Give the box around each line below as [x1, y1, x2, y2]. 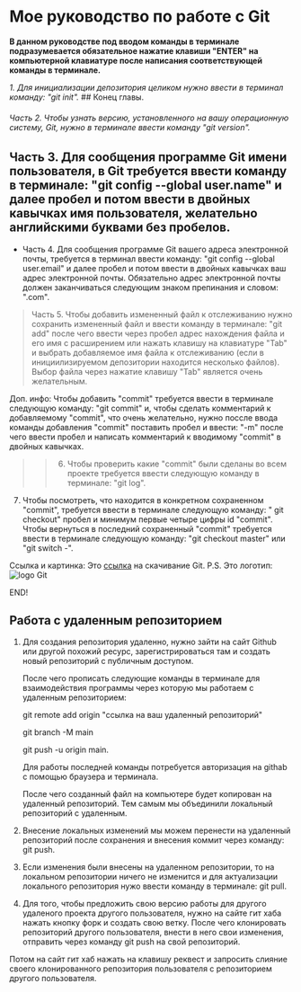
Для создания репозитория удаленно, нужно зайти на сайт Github [22, 636, 277, 648]
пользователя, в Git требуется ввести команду [9, 164, 288, 179]
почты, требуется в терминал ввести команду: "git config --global [22, 253, 276, 264]
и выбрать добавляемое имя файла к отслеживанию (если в [31, 347, 265, 358]
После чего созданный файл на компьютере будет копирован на [22, 789, 272, 800]
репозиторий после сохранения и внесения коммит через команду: [22, 835, 285, 846]
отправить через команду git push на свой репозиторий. [22, 936, 241, 947]
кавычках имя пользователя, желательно [9, 206, 258, 221]
